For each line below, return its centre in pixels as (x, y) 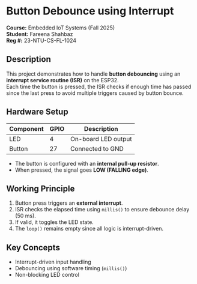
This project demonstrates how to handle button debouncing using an (93, 74)
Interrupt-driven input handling (53, 262)
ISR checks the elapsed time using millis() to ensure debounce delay (102, 210)
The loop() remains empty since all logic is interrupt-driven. (89, 229)
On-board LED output (101, 139)
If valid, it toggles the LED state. (54, 222)
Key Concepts (33, 247)
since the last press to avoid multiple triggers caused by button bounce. (95, 93)
